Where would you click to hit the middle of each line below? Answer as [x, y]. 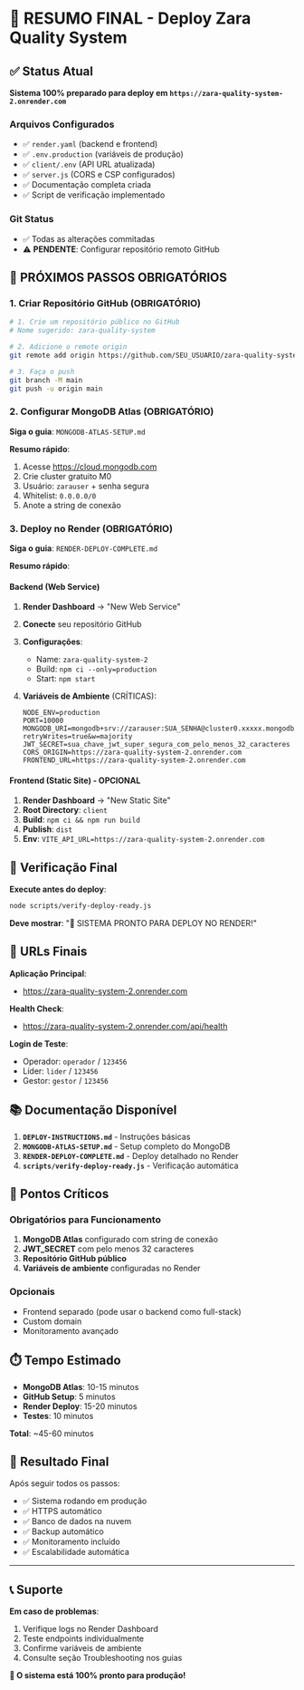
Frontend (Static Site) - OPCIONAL [75, 780]
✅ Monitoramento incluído [71, 1542]
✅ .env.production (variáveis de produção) [103, 154]
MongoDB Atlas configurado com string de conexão [120, 1240]
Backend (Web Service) [55, 586]
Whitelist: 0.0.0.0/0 [59, 495]
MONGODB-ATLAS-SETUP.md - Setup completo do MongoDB [126, 1146]
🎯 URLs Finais [48, 952]
